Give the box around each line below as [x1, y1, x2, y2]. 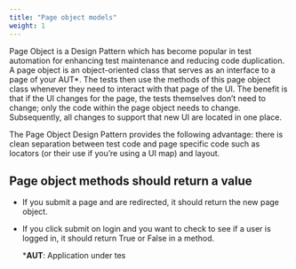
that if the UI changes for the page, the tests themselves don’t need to [9, 92, 267, 103]
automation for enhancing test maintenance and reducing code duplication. [9, 55, 285, 66]
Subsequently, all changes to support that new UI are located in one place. [9, 112, 283, 123]
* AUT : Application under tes [21, 250, 126, 261]
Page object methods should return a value [9, 173, 252, 188]
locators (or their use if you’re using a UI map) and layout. [9, 147, 220, 158]
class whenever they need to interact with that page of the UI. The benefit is [9, 83, 288, 94]
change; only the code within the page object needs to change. [9, 102, 242, 113]
